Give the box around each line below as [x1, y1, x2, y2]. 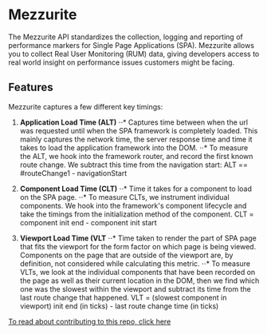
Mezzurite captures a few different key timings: [8, 101, 163, 111]
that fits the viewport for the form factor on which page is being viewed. [19, 241, 257, 251]
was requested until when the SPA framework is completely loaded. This [19, 125, 258, 135]
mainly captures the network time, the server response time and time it [19, 134, 253, 144]
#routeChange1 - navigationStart [19, 168, 128, 177]
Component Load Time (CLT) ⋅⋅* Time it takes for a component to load [19, 184, 253, 193]
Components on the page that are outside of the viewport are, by [19, 250, 234, 260]
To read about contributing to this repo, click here [8, 316, 171, 326]
